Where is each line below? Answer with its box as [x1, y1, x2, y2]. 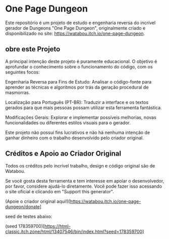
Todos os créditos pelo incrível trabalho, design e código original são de [5, 163, 155, 169]
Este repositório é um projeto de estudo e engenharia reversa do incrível [5, 20, 156, 26]
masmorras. [5, 89, 30, 96]
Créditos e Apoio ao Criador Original [5, 149, 122, 158]
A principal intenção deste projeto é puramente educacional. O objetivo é [5, 58, 157, 64]
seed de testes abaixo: [5, 213, 52, 219]
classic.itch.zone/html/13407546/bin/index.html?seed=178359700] [5, 228, 144, 234]
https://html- [44, 223, 71, 229]
